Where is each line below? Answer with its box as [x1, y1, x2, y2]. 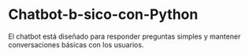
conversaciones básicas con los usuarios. [8, 39, 144, 49]
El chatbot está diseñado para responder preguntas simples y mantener [8, 32, 241, 41]
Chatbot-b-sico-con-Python [8, 6, 199, 24]
